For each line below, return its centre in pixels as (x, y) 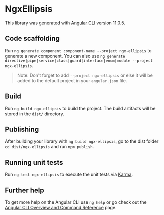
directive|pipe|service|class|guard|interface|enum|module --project (79, 61)
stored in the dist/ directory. (35, 114)
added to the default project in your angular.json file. (72, 80)
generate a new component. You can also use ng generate (65, 56)
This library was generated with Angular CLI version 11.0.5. (65, 23)
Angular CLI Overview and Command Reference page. (61, 207)
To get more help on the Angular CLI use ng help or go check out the (76, 202)
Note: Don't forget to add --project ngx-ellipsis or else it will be (85, 75)
